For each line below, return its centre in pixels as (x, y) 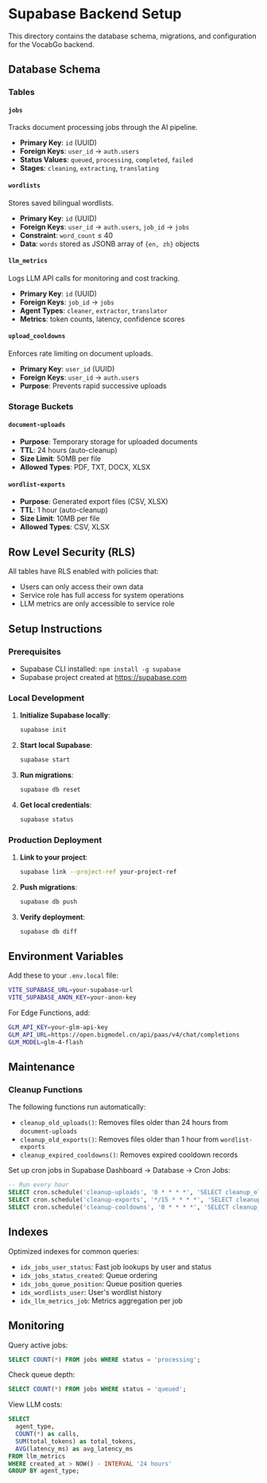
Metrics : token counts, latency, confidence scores (102, 319)
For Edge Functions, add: (49, 1013)
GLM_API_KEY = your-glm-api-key (58, 1028)
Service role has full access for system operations (102, 596)
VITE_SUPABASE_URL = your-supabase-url (71, 990)
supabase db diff (48, 931)
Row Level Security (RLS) (72, 552)
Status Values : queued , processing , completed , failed (106, 159)
